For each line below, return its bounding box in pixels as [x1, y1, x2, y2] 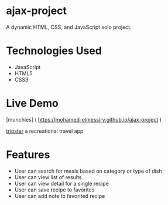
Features [6, 148, 50, 161]
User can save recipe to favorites [14, 186, 95, 193]
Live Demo [6, 97, 59, 110]
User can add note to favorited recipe [14, 192, 105, 199]
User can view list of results [14, 173, 82, 180]
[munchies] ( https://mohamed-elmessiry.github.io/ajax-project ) [6, 116, 162, 123]
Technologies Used [6, 44, 102, 58]
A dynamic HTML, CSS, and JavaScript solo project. [6, 23, 132, 31]
